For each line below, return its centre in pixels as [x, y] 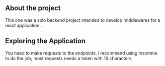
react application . [24, 25]
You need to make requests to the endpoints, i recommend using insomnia [81, 53]
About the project [33, 8]
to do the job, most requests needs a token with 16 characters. [69, 58]
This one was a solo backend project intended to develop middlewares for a [83, 20]
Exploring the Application [45, 41]
